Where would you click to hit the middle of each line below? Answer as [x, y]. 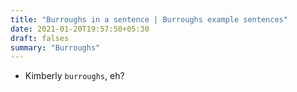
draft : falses [40, 38]
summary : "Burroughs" [55, 47]
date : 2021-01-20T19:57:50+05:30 [80, 29]
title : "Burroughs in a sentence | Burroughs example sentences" [149, 19]
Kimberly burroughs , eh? [74, 76]
